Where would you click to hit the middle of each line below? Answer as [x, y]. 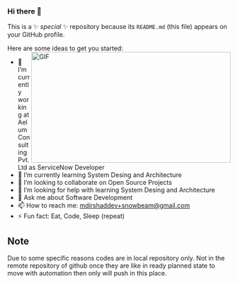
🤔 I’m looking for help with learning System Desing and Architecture [116, 190]
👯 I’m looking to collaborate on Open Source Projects [95, 183]
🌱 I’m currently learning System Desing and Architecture [100, 175]
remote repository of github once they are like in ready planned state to [111, 266]
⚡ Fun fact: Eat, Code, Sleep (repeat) [71, 216]
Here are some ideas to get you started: [66, 48]
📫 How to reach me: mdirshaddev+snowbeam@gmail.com [103, 205]
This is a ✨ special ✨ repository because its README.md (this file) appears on [118, 27]
